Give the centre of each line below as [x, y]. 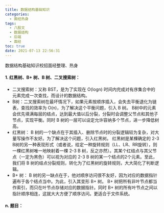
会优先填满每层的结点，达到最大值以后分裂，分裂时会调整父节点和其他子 [85, 114]
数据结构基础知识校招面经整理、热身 [42, 65]
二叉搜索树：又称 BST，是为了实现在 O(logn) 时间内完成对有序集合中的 [84, 89]
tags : [11, 23]
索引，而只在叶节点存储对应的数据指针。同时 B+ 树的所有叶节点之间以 [87, 187]
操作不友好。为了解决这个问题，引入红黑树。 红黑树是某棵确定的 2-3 [90, 138]
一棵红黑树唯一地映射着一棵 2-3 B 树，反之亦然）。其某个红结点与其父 [82, 151]
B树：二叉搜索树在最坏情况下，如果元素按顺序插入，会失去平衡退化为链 [84, 102]
